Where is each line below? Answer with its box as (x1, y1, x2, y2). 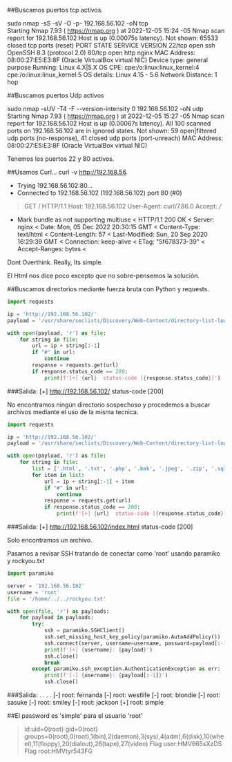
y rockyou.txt (7, 557, 45, 565)
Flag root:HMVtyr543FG (23, 747, 93, 755)
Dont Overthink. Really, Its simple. (7, 258, 104, 266)
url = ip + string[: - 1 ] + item (43, 478, 135, 485)
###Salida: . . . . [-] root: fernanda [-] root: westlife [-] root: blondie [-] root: (7, 691, 221, 699)
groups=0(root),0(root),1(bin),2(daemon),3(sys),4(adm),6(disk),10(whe (23, 732, 224, 741)
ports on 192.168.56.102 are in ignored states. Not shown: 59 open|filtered (7, 127, 217, 135)
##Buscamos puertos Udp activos (7, 91, 104, 99)
